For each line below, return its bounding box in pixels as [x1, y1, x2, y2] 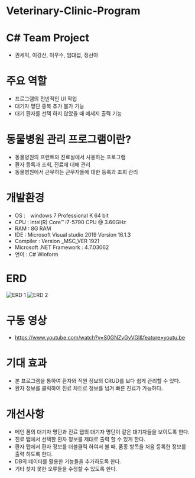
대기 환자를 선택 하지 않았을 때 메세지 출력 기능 [14, 110, 122, 117]
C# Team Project [6, 31, 90, 45]
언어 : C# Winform [14, 250, 58, 258]
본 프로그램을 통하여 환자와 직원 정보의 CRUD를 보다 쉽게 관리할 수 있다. [14, 377, 181, 384]
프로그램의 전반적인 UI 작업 [14, 95, 77, 102]
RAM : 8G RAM [14, 225, 51, 232]
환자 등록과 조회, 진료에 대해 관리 [14, 161, 90, 168]
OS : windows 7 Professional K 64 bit [14, 212, 109, 219]
